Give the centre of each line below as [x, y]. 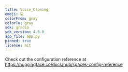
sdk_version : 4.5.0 [25, 32]
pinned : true [18, 41]
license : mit [18, 45]
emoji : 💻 [14, 14]
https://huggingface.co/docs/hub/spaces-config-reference [64, 64]
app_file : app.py [22, 37]
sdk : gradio [17, 28]
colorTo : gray [19, 23]
